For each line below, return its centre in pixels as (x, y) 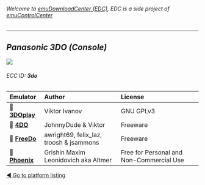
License (133, 97)
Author (55, 97)
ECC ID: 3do (22, 75)
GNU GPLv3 (138, 111)
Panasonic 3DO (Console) (57, 47)
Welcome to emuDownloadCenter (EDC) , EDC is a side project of (88, 9)
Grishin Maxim (65, 153)
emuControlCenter (30, 15)
